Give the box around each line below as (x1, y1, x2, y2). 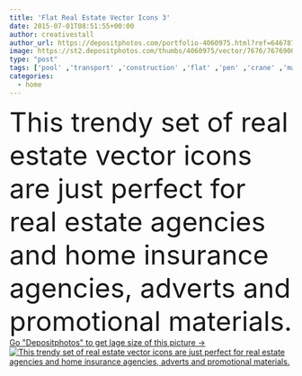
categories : (9, 72, 54, 81)
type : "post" (9, 55, 58, 64)
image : (9, 47, 34, 56)
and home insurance (9, 237, 270, 272)
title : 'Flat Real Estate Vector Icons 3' (9, 13, 171, 22)
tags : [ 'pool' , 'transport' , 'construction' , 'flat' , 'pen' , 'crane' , (9, 64, 284, 73)
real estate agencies (9, 204, 266, 238)
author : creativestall (9, 30, 94, 39)
